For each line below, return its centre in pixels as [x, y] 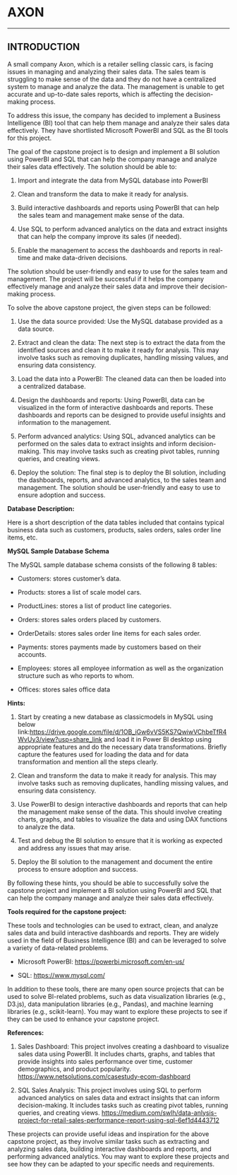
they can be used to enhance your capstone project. [84, 1019]
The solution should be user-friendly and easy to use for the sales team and [117, 271]
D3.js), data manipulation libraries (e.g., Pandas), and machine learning [110, 1004]
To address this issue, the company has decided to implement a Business [114, 115]
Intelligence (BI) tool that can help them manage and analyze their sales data [119, 123]
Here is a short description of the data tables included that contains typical [116, 522]
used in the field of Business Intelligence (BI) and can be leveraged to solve [117, 940]
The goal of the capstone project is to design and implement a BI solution [114, 151]
